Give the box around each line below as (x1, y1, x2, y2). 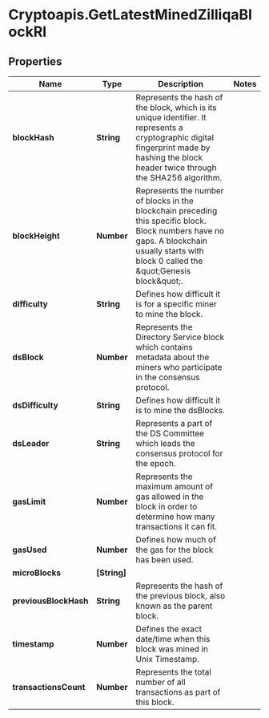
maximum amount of (135, 481, 214, 492)
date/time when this (135, 634, 211, 644)
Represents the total (135, 667, 212, 677)
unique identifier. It (135, 112, 207, 123)
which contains (135, 342, 194, 352)
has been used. (135, 554, 194, 565)
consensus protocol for (135, 448, 223, 459)
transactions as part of (135, 687, 221, 697)
